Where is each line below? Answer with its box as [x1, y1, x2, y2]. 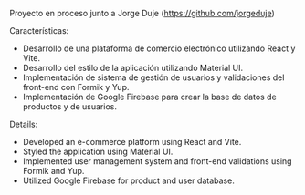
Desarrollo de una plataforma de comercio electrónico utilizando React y [22, 43, 296, 54]
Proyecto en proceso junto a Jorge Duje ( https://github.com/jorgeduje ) [9, 8, 276, 18]
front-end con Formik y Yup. [22, 82, 130, 92]
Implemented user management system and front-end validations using [22, 156, 292, 167]
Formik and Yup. [22, 166, 85, 176]
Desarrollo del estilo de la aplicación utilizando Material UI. [22, 63, 244, 73]
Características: [9, 26, 69, 36]
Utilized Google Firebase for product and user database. [22, 175, 235, 186]
